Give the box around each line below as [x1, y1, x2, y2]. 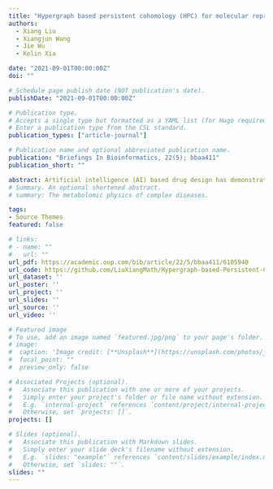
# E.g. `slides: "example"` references [8, 452, 151, 461]
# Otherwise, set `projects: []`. [8, 408, 132, 417]
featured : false [8, 221, 63, 229]
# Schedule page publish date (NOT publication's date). [8, 86, 206, 94]
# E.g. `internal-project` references [8, 400, 148, 409]
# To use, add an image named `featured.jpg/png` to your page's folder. [8, 333, 264, 341]
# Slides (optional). [8, 431, 82, 439]
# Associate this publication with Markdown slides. [8, 438, 198, 446]
